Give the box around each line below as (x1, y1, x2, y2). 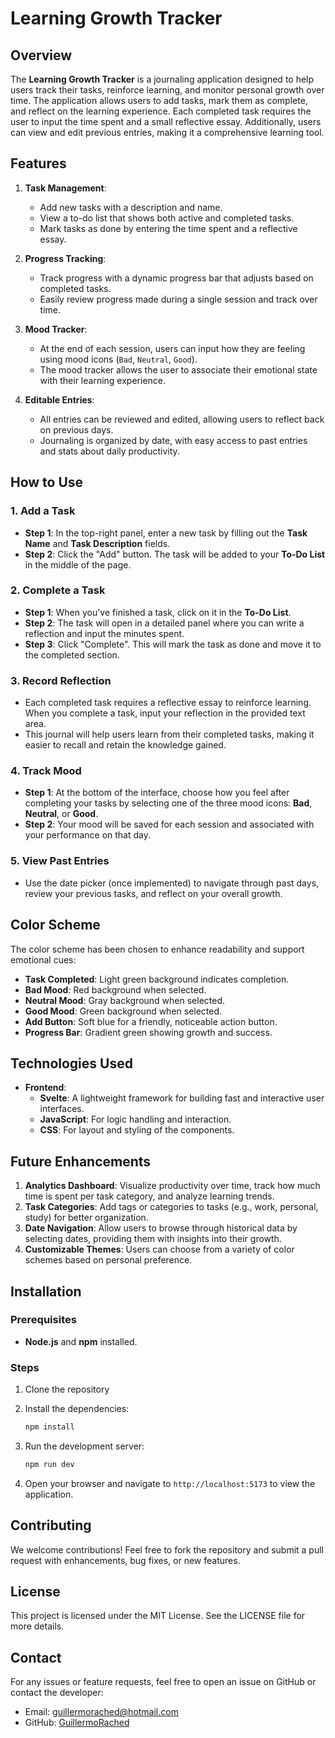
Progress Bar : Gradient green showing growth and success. (24, 1026, 273, 1038)
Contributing (10, 1517, 92, 1534)
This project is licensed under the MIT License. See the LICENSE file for (10, 1610, 306, 1622)
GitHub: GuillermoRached (24, 1717, 130, 1729)
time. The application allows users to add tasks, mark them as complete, (10, 95, 308, 106)
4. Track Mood (10, 764, 82, 778)
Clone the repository (24, 1383, 110, 1396)
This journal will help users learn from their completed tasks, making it (24, 728, 315, 741)
